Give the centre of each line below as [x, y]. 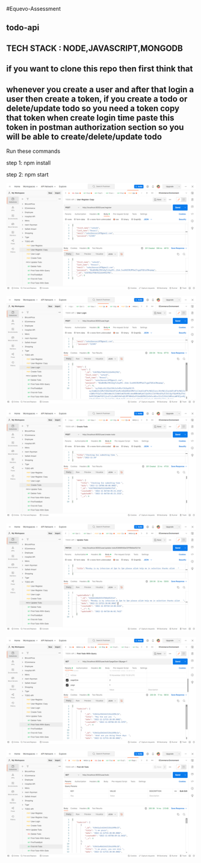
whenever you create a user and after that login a [100, 89]
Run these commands [33, 151]
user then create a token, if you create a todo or [97, 99]
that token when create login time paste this [90, 118]
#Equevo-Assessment [34, 9]
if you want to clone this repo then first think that [100, 69]
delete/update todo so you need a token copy [93, 108]
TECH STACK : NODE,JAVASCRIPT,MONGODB [95, 48]
